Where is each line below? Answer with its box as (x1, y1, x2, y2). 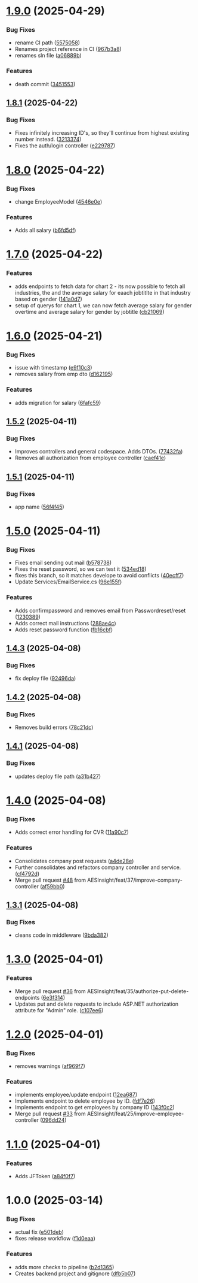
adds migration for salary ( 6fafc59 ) (14, 399, 101, 406)
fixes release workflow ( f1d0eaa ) (14, 1235, 95, 1242)
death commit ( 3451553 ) (14, 80, 76, 87)
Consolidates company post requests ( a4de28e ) (14, 857, 134, 864)
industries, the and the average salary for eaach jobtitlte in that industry (14, 289, 191, 296)
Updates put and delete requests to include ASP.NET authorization (14, 1000, 179, 1007)
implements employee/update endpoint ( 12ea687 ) (14, 1091, 138, 1099)
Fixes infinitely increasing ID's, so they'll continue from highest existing (14, 129, 190, 137)
